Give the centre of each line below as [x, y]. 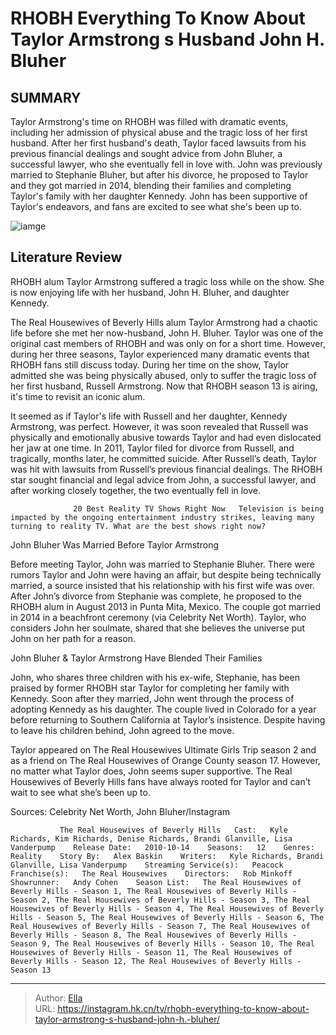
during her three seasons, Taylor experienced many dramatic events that [160, 354]
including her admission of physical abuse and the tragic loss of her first [159, 132]
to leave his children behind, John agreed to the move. [122, 730]
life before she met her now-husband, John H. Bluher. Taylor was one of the [167, 333]
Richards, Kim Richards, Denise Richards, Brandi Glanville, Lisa [151, 838]
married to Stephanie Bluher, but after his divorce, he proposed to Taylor [159, 175]
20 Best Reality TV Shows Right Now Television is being [199, 508]
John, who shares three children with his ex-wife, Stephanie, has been [155, 677]
